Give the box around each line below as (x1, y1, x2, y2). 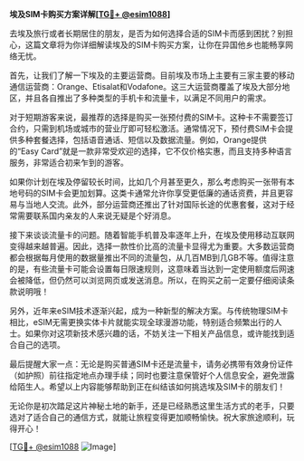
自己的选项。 (16, 340, 65, 350)
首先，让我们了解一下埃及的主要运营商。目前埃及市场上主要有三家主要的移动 (9, 70, 295, 81)
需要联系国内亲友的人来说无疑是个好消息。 (16, 210, 176, 221)
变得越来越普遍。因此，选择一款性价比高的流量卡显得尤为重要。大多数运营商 (9, 241, 295, 252)
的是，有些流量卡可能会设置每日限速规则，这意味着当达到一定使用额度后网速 (9, 264, 295, 274)
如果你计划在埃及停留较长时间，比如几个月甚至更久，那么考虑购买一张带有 (9, 177, 287, 187)
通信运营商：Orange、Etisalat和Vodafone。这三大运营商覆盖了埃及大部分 (9, 82, 282, 91)
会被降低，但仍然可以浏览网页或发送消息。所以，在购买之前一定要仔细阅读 (9, 275, 287, 285)
